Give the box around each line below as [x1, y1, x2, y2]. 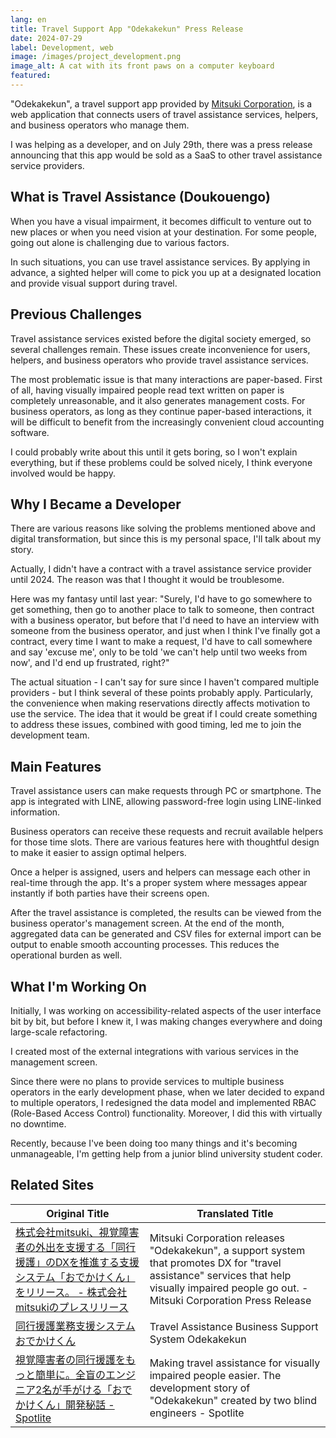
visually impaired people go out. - [149, 1281, 309, 1295]
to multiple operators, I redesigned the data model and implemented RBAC [10, 1096, 317, 1108]
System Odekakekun [149, 1332, 247, 1346]
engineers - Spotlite [149, 1406, 245, 1420]
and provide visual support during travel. [10, 277, 178, 289]
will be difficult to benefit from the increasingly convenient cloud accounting [10, 416, 325, 428]
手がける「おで [61, 1382, 133, 1396]
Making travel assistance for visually [149, 1356, 321, 1370]
